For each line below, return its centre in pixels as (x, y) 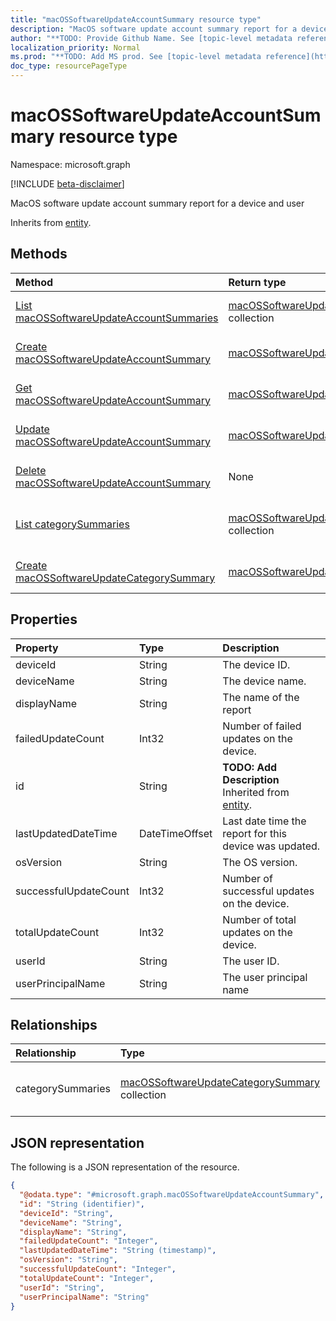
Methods (39, 254)
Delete (31, 470)
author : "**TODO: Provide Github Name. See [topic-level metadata (151, 38)
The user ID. (251, 961)
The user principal (265, 977)
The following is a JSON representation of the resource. (125, 1167)
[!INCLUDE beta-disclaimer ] (67, 183)
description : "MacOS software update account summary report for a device (169, 29)
